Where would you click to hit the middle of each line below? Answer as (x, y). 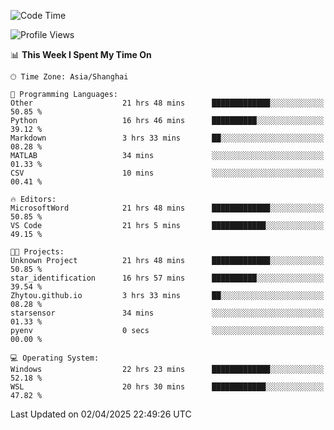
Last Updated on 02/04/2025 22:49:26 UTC (101, 414)
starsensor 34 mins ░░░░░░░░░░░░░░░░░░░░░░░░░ (167, 313)
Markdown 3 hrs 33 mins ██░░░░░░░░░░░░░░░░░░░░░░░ (167, 138)
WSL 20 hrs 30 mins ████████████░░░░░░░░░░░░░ (167, 387)
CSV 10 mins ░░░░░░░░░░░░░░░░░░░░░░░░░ (167, 173)
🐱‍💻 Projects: (37, 252)
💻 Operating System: (55, 358)
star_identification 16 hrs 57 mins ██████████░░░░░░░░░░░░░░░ (167, 278)
